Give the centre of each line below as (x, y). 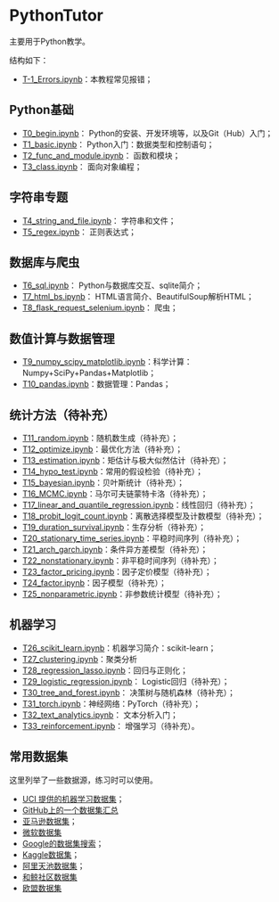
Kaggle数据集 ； (51, 854)
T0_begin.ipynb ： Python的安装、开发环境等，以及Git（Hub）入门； (148, 133)
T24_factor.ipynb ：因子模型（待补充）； (94, 583)
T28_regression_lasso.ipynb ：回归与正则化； (105, 670)
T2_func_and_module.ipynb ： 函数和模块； (101, 155)
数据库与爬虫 (45, 262)
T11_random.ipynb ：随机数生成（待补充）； (100, 438)
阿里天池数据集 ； (53, 865)
